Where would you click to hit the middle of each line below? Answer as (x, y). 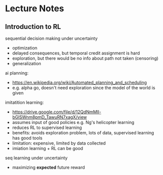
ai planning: (17, 73)
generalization (27, 63)
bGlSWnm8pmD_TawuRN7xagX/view (50, 117)
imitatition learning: (25, 102)
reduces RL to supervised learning (47, 127)
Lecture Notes (35, 9)
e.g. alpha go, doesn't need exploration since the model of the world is (84, 88)
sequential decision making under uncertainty (52, 38)
